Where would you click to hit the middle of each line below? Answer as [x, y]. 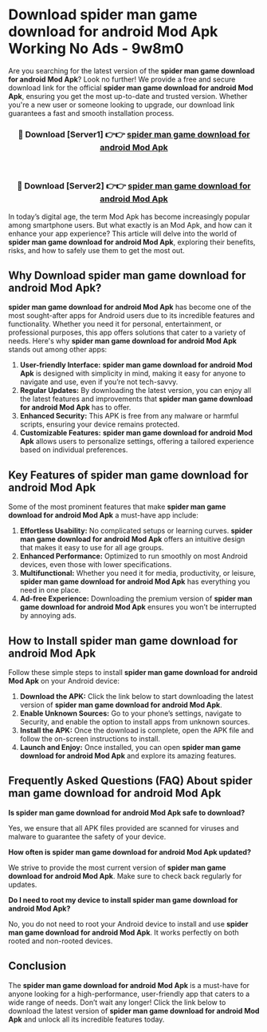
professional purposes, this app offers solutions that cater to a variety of [127, 332]
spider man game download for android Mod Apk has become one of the [130, 307]
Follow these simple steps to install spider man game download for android [133, 672]
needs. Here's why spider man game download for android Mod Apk [123, 341]
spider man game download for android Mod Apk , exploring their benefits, [132, 242]
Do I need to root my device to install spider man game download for [123, 899]
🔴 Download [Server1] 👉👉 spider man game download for [134, 134]
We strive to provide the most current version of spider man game [117, 867]
